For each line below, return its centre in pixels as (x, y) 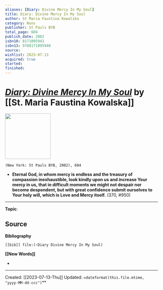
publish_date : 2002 (25, 37)
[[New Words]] (20, 254)
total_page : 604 (21, 32)
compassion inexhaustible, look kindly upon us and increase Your (80, 179)
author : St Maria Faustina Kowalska (42, 18)
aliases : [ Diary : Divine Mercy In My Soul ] (50, 9)
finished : (15, 68)
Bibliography (18, 236)
